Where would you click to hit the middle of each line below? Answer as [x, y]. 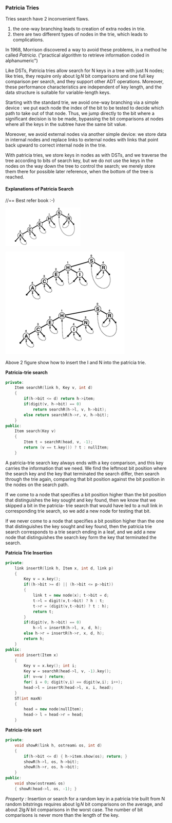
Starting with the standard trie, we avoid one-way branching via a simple [82, 102]
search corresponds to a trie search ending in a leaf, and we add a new [81, 532]
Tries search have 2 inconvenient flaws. [47, 19]
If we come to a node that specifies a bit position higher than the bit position [86, 494]
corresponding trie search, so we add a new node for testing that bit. [78, 511]
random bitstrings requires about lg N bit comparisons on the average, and [84, 804]
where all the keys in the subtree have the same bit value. [66, 124]
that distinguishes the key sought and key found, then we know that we [81, 500]
